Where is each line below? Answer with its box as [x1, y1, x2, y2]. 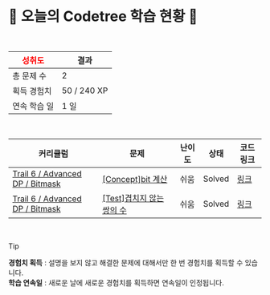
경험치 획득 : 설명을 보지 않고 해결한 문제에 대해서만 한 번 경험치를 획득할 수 [8, 257, 243, 267]
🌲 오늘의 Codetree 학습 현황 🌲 [8, 7, 198, 26]
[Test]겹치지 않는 [101, 192, 165, 204]
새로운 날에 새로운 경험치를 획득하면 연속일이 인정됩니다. [47, 277, 225, 287]
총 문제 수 [12, 70, 47, 81]
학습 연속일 [8, 277, 43, 287]
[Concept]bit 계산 [101, 173, 168, 184]
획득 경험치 [12, 85, 52, 96]
